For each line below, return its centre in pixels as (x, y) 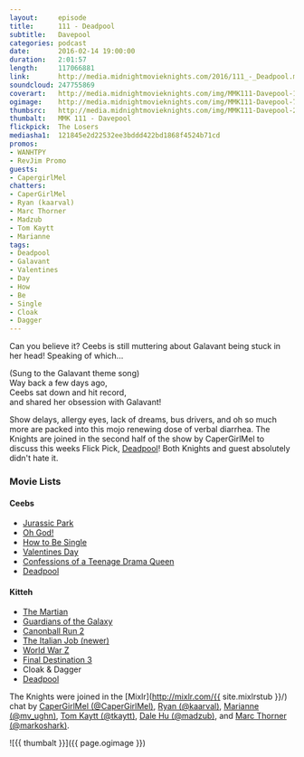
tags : (19, 245)
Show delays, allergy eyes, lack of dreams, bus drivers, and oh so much (143, 420)
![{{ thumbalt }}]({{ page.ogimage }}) (78, 743)
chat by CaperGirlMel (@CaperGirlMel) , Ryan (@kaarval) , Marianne (134, 706)
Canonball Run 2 (53, 631)
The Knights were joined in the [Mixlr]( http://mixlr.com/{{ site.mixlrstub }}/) (148, 696)
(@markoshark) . (39, 725)
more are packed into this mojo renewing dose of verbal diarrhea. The (140, 430)
